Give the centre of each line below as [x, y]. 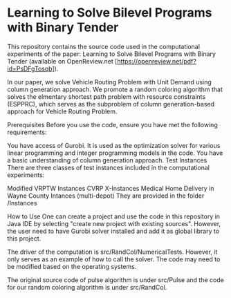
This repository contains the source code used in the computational [104, 46]
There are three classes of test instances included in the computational [108, 167]
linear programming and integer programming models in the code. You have [115, 153]
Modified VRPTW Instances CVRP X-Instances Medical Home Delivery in [111, 188]
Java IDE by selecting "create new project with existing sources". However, [114, 223]
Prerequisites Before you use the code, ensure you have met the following [112, 124]
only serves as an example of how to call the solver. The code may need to [114, 259]
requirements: [27, 132]
